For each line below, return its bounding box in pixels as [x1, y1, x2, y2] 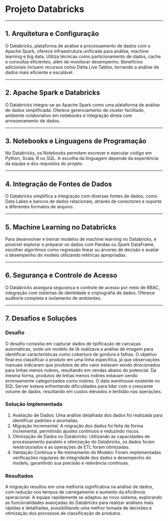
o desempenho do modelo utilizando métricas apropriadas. [5, 252, 127, 258]
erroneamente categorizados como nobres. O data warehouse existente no [5, 378, 160, 384]
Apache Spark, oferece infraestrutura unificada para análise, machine [5, 48, 149, 54]
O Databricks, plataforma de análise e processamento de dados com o [5, 42, 151, 48]
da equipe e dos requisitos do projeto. [5, 161, 83, 167]
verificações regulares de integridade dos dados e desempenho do [12, 455, 151, 461]
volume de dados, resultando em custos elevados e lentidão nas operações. [5, 388, 162, 394]
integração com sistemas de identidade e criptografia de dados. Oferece [5, 290, 155, 296]
